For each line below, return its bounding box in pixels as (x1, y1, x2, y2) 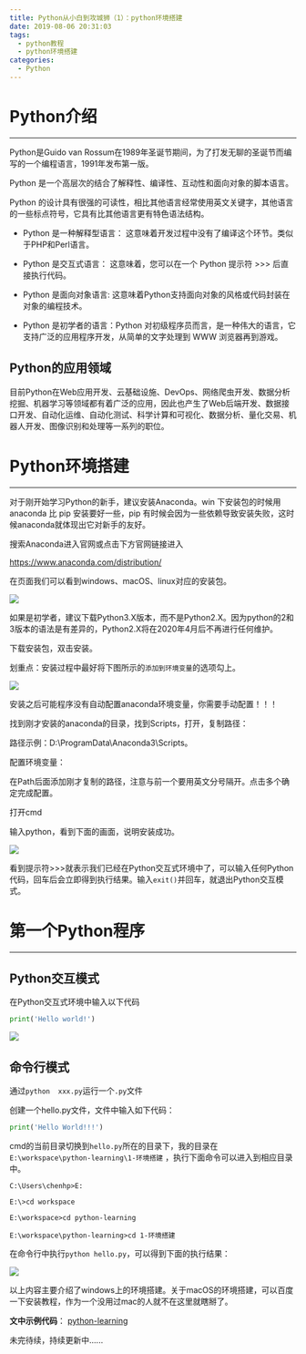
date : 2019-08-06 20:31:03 (9, 22, 112, 31)
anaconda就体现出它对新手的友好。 (16, 518, 151, 529)
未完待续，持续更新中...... (9, 1334, 104, 1345)
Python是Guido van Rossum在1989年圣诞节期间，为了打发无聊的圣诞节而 (9, 147, 284, 158)
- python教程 (17, 38, 65, 48)
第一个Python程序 (9, 920, 146, 941)
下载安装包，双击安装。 (9, 642, 97, 653)
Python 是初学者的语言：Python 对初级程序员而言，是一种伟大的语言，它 (22, 320, 296, 331)
